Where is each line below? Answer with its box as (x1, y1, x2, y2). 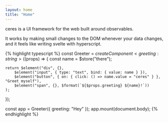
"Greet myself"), (5, 78, 42, 83)
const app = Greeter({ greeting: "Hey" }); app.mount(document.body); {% (5, 105, 158, 111)
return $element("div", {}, (5, 65, 64, 70)
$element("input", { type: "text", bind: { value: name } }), (14, 69, 147, 75)
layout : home (5, 7, 33, 12)
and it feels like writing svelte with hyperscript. (5, 40, 102, 46)
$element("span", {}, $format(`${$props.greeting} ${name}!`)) (14, 83, 150, 88)
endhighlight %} (5, 111, 39, 117)
